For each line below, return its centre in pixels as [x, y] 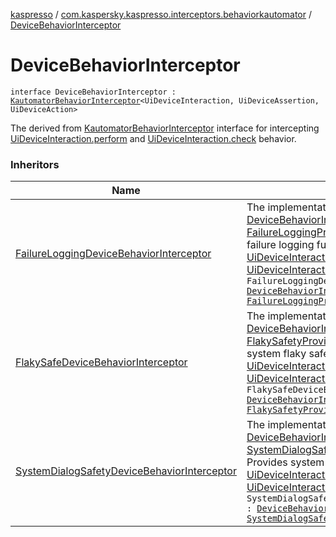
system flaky [276, 354]
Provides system [285, 462]
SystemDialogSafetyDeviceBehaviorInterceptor [126, 471]
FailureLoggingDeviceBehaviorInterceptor [113, 254]
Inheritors [35, 164]
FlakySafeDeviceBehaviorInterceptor [101, 362]
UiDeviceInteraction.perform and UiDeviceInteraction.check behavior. [153, 138]
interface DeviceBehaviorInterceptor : [93, 92]
